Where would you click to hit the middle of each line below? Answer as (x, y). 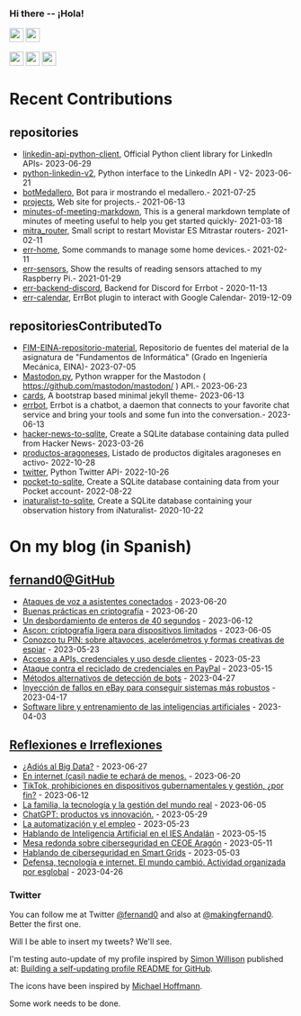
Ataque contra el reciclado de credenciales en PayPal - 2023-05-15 (147, 668)
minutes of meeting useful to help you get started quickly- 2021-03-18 (152, 221)
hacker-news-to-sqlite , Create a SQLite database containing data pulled (155, 434)
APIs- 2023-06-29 (57, 164)
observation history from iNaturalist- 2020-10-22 (113, 511)
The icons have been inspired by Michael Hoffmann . (106, 986)
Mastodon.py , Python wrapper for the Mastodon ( (114, 376)
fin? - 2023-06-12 (56, 794)
